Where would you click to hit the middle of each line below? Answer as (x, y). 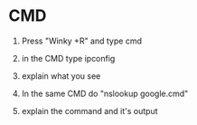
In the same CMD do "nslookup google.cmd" (105, 93)
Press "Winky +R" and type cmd (81, 41)
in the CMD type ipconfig (68, 58)
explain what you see (61, 76)
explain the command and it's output (90, 111)
